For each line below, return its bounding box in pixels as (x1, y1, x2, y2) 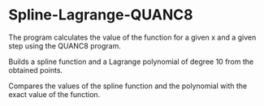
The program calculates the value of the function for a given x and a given (8, 32, 257, 42)
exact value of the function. (8, 89, 101, 99)
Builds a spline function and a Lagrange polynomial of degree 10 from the (8, 57, 254, 66)
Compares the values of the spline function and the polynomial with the (8, 81, 248, 91)
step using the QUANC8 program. (8, 40, 122, 50)
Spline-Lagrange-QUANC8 (8, 6, 193, 24)
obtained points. (8, 65, 63, 74)
